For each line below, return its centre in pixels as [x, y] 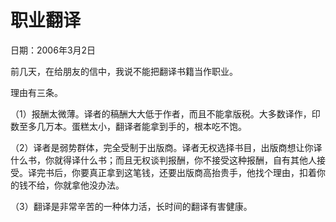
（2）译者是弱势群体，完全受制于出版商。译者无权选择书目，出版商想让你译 [166, 147]
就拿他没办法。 [93, 185]
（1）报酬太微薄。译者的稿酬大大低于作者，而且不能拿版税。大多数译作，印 [165, 113]
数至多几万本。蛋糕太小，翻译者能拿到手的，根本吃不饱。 [128, 126]
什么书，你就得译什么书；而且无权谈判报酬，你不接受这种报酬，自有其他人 [163, 160]
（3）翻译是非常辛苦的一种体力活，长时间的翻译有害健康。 [131, 206]
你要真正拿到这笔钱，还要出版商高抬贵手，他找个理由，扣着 [194, 172]
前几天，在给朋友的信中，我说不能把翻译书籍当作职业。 [124, 71]
